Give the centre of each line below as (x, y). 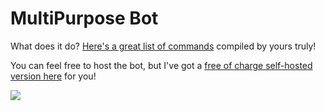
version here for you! (53, 76)
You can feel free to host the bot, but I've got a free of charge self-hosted (161, 65)
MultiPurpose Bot (84, 18)
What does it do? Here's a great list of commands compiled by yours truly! (163, 46)
